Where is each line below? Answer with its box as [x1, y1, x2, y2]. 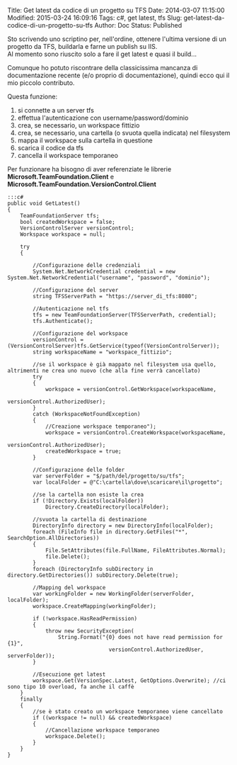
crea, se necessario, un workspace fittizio [17, 121, 140, 130]
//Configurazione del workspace [33, 330, 129, 337]
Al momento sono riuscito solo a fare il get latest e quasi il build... [7, 50, 197, 58]
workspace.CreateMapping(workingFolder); [33, 603, 157, 610]
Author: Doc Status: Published [94, 21, 183, 29]
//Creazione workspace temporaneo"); [45, 423, 157, 430]
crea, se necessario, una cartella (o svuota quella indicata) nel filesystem [17, 129, 231, 137]
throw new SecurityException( [45, 628, 134, 635]
